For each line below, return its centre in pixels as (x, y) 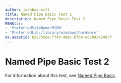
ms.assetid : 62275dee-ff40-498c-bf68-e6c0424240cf (59, 38)
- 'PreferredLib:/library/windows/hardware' (52, 33)
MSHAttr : (14, 23)
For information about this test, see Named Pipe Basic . (61, 75)
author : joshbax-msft (28, 10)
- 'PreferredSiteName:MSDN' (34, 28)
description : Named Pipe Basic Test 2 (45, 19)
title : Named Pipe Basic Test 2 (38, 14)
